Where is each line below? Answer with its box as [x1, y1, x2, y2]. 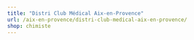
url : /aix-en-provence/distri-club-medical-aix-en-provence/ [7, 16, 188, 23]
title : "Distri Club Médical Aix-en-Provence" [7, 9, 144, 17]
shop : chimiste [7, 22, 51, 29]
